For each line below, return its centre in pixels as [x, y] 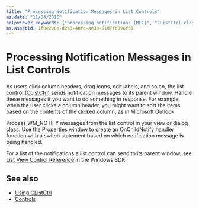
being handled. [25, 142]
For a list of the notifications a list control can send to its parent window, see [99, 153]
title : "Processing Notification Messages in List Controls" [83, 12]
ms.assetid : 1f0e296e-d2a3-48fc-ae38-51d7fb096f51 [70, 28]
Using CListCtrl [33, 193]
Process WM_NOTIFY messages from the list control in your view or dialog [97, 123]
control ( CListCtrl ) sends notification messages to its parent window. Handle [99, 93]
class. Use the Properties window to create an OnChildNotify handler [90, 129]
